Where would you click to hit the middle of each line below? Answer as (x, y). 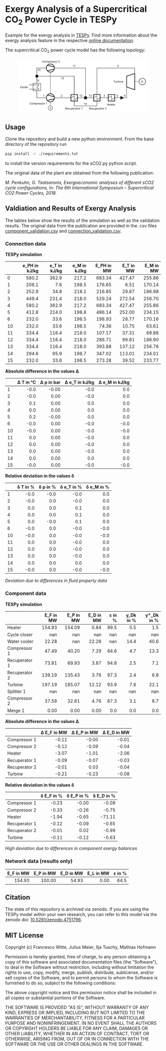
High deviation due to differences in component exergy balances (71, 848)
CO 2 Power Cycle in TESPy (61, 20)
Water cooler (20, 641)
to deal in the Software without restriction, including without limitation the (80, 967)
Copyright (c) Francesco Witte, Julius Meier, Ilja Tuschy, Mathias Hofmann (81, 947)
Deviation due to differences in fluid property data (56, 581)
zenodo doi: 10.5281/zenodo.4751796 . (44, 920)
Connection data (25, 244)
